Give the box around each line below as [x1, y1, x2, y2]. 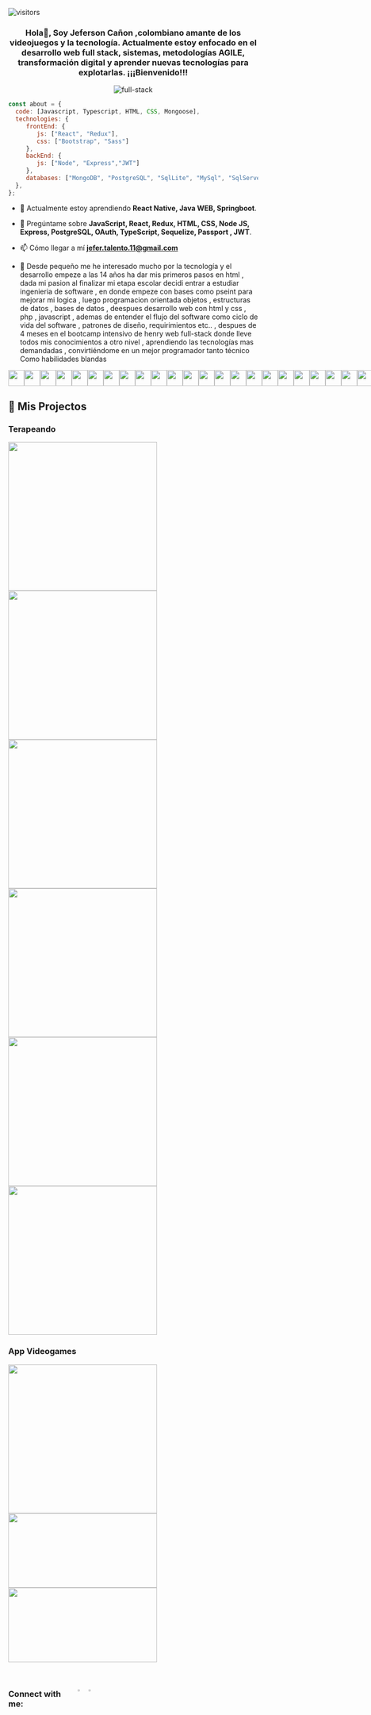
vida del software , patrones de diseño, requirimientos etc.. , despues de [19, 320, 257, 329]
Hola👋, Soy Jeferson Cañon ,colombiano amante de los [25, 27, 242, 38]
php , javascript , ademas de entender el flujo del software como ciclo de [19, 312, 258, 321]
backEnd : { [25, 152, 62, 160]
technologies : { [15, 115, 69, 123]
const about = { [8, 100, 62, 109]
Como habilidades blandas [19, 354, 107, 363]
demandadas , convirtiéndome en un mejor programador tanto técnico [19, 345, 250, 355]
